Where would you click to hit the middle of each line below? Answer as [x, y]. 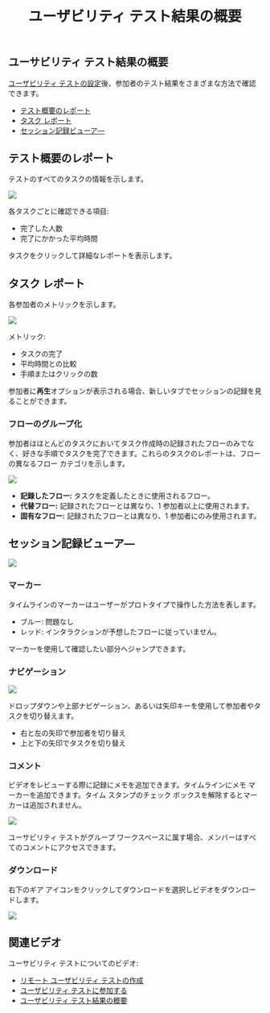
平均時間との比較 [48, 364]
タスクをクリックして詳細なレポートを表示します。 [92, 255]
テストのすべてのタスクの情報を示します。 [78, 179]
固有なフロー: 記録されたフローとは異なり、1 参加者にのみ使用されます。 [140, 516]
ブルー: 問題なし [47, 621]
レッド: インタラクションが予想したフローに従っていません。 [120, 631]
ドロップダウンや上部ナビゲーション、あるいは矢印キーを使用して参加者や [131, 705]
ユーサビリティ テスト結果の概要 [88, 62]
